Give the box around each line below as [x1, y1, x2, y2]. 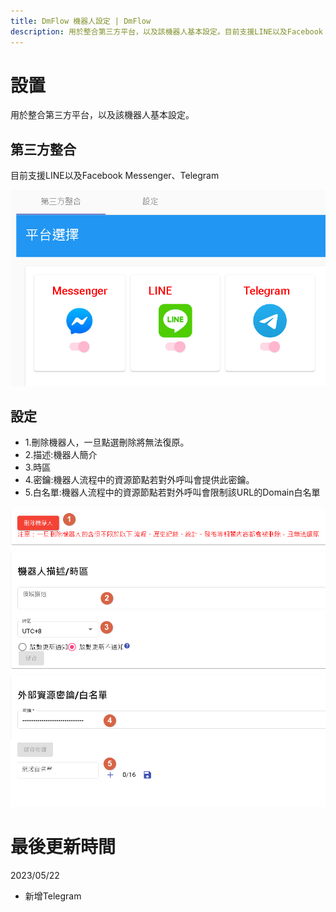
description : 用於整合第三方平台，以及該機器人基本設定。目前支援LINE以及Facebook [10, 26, 324, 37]
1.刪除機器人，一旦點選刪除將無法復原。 [24, 436, 190, 449]
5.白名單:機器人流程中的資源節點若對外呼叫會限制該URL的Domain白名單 [24, 486, 321, 499]
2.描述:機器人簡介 [24, 449, 98, 461]
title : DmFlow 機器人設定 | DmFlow [10, 16, 152, 26]
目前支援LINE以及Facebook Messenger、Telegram [10, 170, 220, 182]
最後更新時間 [10, 836, 117, 859]
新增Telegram [24, 890, 82, 902]
